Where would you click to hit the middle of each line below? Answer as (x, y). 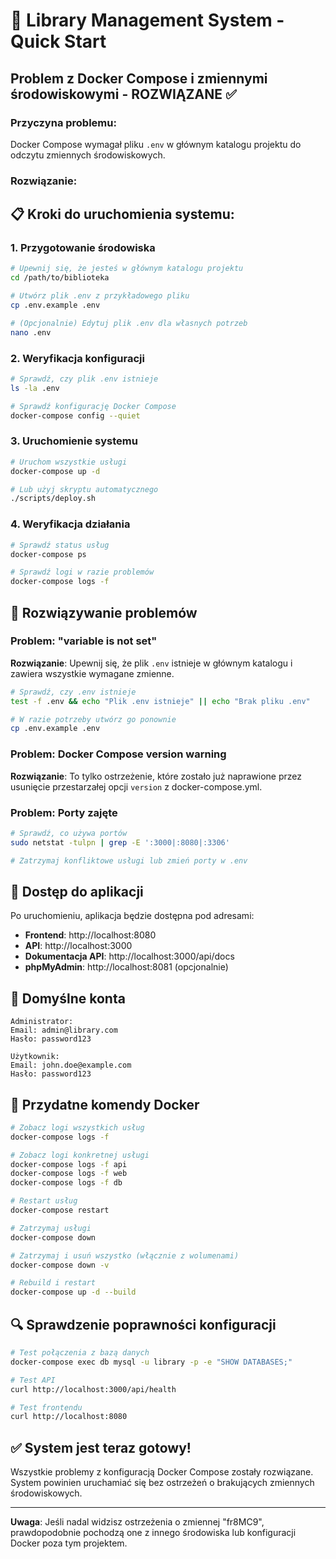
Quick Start (58, 41)
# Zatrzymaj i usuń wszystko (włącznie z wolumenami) (125, 1255)
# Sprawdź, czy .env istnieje (73, 692)
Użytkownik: (35, 1057)
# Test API (33, 1380)
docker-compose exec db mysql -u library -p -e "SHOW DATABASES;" (151, 1362)
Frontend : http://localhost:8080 (90, 935)
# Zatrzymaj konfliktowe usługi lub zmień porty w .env (129, 860)
